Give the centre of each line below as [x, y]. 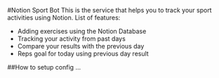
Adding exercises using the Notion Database [82, 31]
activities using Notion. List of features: [64, 18]
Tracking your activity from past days [72, 39]
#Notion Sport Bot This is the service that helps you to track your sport [109, 10]
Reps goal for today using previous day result [83, 53]
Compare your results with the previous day [81, 46]
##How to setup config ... [44, 67]
